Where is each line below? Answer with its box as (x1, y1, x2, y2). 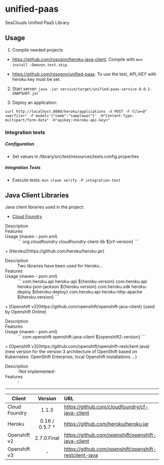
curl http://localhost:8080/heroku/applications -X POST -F (5, 109, 130, 114)
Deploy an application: (12, 99, 58, 105)
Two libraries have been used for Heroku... (17, 263, 103, 269)
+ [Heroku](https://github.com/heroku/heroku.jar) (5, 248, 105, 254)
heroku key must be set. (12, 76, 61, 82)
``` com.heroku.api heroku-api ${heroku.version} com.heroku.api (17, 278, 147, 285)
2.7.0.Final (35, 435, 60, 441)
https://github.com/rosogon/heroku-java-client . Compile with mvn (12, 56, 143, 62)
